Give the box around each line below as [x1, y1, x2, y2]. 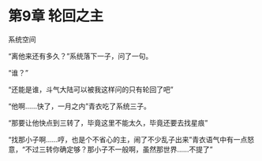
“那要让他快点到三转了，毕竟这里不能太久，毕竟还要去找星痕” [8, 118, 208, 127]
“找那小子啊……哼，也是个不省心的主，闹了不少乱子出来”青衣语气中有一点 [8, 134, 248, 144]
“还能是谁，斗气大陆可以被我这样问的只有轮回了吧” [8, 84, 174, 94]
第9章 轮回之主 [8, 7, 104, 25]
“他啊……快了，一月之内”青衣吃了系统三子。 [8, 101, 152, 111]
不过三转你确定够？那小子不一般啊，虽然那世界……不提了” [24, 145, 213, 154]
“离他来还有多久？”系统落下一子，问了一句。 [8, 51, 153, 60]
